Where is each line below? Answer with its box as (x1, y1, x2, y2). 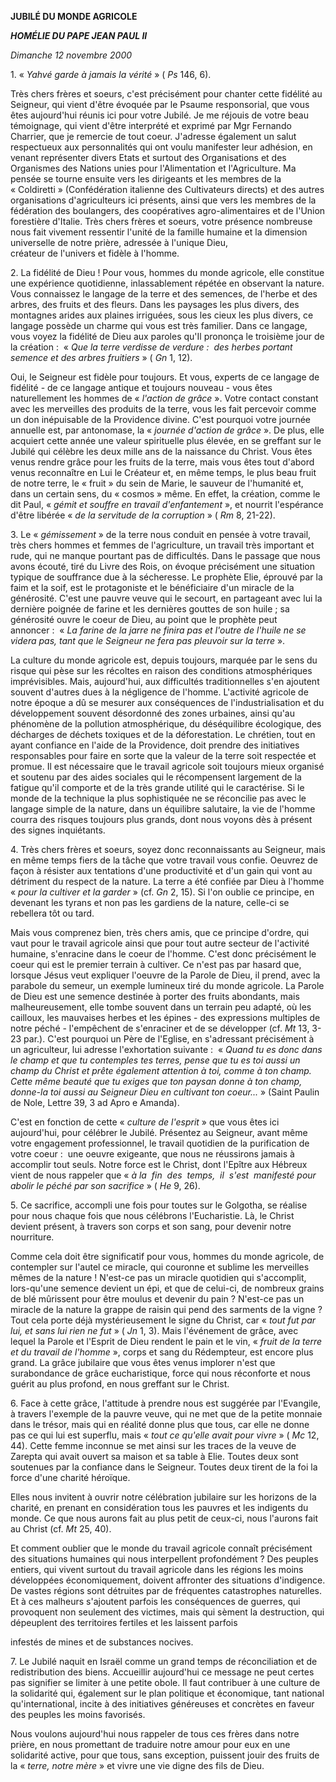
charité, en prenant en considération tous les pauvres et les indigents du (10, 1502, 309, 1513)
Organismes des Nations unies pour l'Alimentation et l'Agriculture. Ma (10, 162, 297, 174)
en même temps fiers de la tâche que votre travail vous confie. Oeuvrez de (10, 854, 318, 866)
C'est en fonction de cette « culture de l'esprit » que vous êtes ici (10, 1116, 280, 1128)
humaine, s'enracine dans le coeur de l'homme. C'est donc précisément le (10, 948, 317, 960)
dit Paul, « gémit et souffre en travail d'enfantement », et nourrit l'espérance (10, 499, 324, 510)
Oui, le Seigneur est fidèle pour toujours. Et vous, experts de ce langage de (10, 371, 320, 383)
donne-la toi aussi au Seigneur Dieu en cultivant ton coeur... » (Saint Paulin (10, 1086, 320, 1098)
